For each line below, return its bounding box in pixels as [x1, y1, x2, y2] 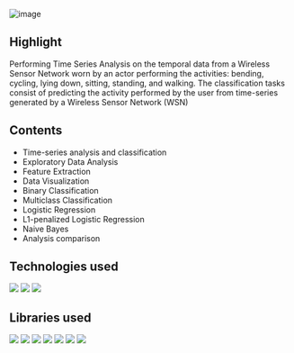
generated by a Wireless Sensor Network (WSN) [9, 96, 189, 107]
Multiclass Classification [22, 195, 113, 205]
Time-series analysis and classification [22, 147, 167, 158]
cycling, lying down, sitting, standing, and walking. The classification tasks [9, 77, 286, 88]
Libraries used [9, 310, 92, 325]
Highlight [9, 34, 63, 50]
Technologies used [9, 259, 119, 275]
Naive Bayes [22, 223, 69, 234]
